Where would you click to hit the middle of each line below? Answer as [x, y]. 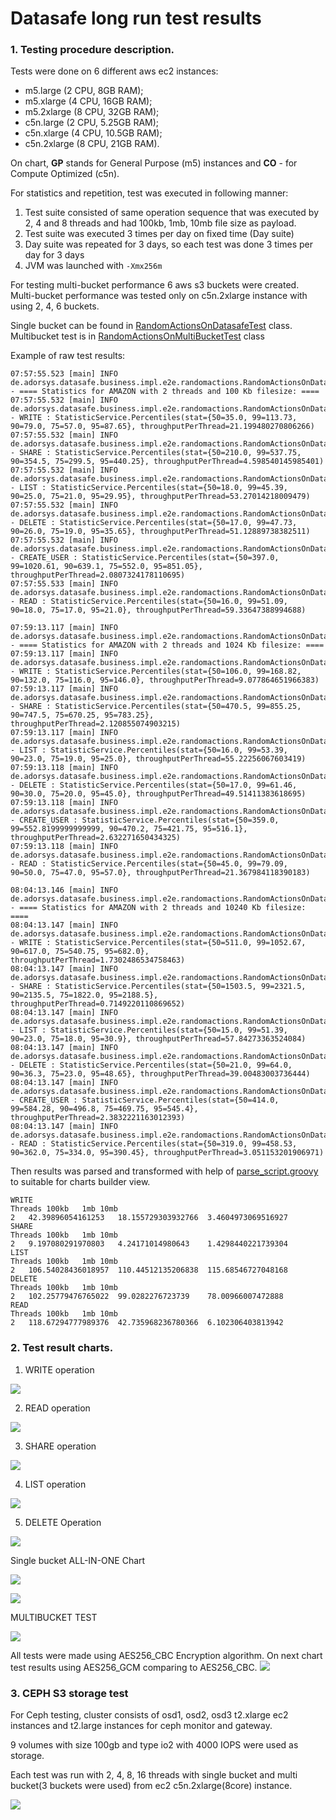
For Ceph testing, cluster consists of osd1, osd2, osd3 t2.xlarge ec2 [149, 1715]
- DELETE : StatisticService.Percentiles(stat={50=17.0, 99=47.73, [154, 523]
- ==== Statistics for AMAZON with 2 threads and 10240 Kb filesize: [158, 908]
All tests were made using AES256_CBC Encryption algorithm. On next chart [166, 1655]
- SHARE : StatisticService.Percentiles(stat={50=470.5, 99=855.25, [156, 707]
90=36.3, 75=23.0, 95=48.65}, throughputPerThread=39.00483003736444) [160, 1074]
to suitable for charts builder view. [80, 1182]
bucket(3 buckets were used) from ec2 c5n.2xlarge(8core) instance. [151, 1786]
